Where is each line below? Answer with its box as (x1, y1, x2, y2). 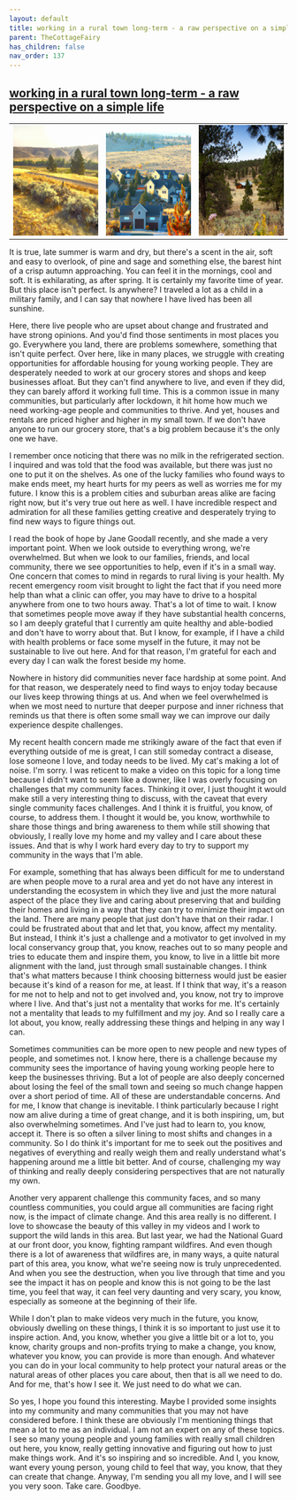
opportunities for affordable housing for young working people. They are (9, 358, 274, 369)
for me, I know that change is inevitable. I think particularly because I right (9, 1100, 279, 1111)
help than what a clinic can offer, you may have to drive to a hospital (9, 589, 257, 601)
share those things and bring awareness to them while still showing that (9, 821, 270, 832)
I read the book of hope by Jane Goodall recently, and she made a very (9, 534, 268, 544)
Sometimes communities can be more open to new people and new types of (9, 1044, 287, 1055)
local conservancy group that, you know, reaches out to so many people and (9, 942, 288, 953)
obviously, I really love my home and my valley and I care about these (9, 831, 263, 842)
